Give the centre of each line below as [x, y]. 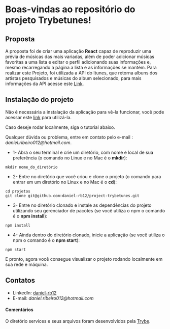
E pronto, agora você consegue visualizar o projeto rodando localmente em [84, 259]
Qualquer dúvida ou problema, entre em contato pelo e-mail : [69, 137]
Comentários [20, 310]
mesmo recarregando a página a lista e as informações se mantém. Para [81, 67]
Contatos [20, 280]
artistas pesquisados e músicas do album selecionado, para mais [73, 78]
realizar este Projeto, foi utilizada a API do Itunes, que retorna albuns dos [81, 73]
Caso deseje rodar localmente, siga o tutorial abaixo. [60, 127]
